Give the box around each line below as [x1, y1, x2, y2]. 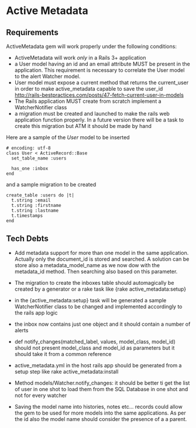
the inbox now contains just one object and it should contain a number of [14, 320, 191, 327]
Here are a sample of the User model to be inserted [6, 134, 130, 141]
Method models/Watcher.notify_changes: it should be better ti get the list [14, 379, 190, 386]
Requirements [6, 27, 59, 37]
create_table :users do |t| [6, 192, 75, 198]
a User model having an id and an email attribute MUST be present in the [14, 60, 190, 67]
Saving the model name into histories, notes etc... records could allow [14, 403, 183, 410]
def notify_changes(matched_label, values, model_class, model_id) [14, 338, 176, 345]
